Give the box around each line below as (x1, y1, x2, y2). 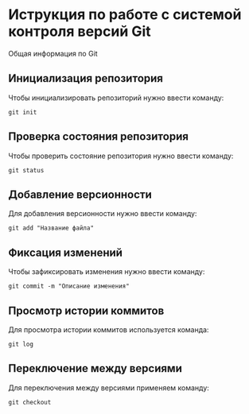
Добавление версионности (8, 188, 153, 201)
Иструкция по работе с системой (8, 6, 242, 24)
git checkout (8, 398, 52, 406)
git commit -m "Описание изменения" (8, 282, 130, 291)
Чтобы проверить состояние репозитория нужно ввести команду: (8, 151, 234, 161)
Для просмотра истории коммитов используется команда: (8, 325, 209, 335)
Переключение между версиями (8, 362, 183, 375)
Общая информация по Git (8, 48, 98, 58)
